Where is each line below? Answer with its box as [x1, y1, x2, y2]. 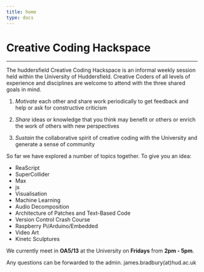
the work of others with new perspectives [15, 122, 120, 130]
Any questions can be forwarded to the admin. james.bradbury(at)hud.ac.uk [6, 259, 197, 267]
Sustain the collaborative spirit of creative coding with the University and [15, 134, 197, 142]
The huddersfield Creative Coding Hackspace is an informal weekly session [6, 66, 196, 74]
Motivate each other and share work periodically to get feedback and [15, 98, 189, 105]
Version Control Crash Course [15, 216, 90, 223]
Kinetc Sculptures [15, 235, 60, 243]
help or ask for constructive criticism [15, 104, 107, 111]
